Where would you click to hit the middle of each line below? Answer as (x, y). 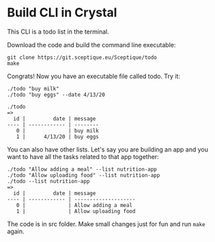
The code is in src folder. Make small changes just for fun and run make (106, 223)
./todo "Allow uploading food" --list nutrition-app (84, 175)
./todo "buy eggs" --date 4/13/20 (56, 95)
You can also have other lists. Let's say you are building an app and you (107, 149)
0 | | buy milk (57, 131)
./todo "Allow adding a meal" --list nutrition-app (82, 169)
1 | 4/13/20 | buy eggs (57, 136)
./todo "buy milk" (33, 88)
